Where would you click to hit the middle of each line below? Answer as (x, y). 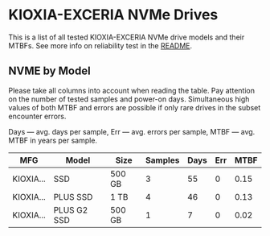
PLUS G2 (71, 209)
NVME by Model (49, 71)
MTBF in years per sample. (53, 140)
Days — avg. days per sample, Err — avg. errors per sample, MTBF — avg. (132, 131)
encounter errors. (37, 116)
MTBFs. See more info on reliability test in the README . (100, 45)
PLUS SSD (73, 197)
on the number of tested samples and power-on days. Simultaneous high (129, 99)
